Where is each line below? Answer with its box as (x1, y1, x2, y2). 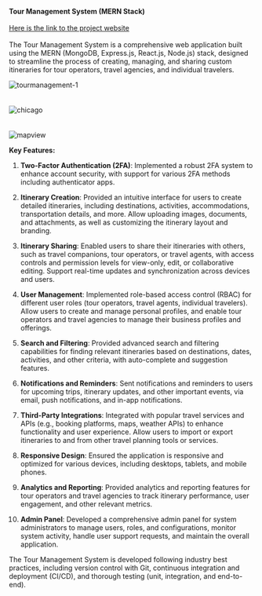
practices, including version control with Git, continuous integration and (9, 563, 240, 572)
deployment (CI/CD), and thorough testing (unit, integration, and (9, 572, 217, 580)
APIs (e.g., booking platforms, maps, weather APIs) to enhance (20, 419, 224, 428)
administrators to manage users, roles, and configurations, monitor (20, 523, 236, 532)
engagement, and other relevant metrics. (20, 499, 153, 509)
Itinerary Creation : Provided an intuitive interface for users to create (20, 192, 242, 202)
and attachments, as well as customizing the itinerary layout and (20, 218, 228, 227)
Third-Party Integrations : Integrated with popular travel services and (20, 411, 245, 419)
